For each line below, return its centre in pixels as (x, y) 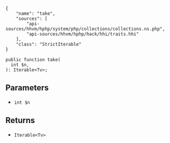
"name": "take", (36, 13)
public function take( (33, 60)
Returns (20, 120)
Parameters (27, 88)
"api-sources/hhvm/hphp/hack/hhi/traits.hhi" (83, 34)
